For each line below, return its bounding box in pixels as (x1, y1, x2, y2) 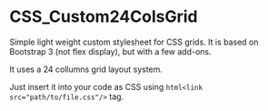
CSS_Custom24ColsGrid (9, 6, 198, 27)
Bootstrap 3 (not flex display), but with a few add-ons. (9, 45, 212, 56)
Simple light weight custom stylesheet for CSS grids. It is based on (9, 36, 259, 47)
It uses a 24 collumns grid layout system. (9, 64, 164, 75)
